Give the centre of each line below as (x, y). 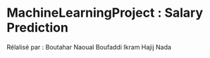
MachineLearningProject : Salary (105, 13)
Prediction (37, 28)
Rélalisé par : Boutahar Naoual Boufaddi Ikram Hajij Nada (89, 47)
